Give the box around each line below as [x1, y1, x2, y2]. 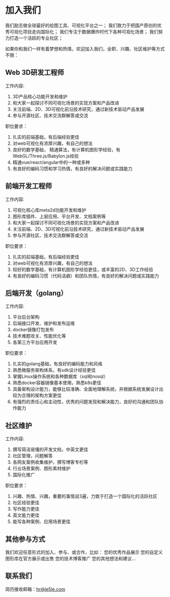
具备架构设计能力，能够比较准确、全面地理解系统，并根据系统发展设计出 [12, 386, 163, 392]
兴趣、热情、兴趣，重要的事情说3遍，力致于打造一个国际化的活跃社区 [12, 493, 158, 499]
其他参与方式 [5, 535, 46, 543]
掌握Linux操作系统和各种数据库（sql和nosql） [12, 373, 108, 379]
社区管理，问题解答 [12, 453, 53, 459]
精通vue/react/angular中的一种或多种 [12, 159, 90, 165]
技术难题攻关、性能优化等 [12, 333, 66, 339]
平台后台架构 [12, 314, 39, 320]
